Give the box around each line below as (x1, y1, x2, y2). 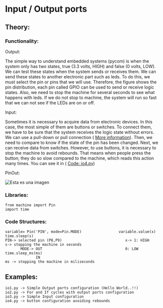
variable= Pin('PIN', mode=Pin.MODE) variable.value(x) (5, 229, 156, 235)
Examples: (5, 273, 38, 281)
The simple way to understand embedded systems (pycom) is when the (5, 58, 149, 64)
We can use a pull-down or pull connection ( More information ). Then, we (5, 134, 153, 140)
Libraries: (5, 191, 28, 198)
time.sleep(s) (5, 234, 34, 238)
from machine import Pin (5, 203, 56, 208)
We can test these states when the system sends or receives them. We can (5, 69, 156, 74)
